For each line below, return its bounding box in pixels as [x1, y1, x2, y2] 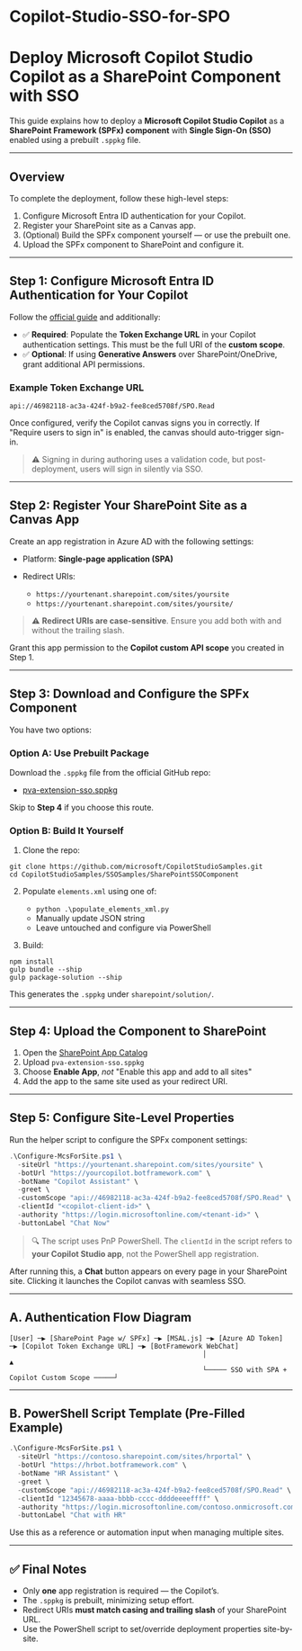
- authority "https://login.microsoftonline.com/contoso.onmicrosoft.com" [17, 1503, 299, 1512]
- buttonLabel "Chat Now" [17, 1218, 111, 1227]
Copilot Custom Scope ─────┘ [9, 1373, 119, 1382]
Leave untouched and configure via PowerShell [35, 922, 211, 933]
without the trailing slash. [31, 624, 125, 635]
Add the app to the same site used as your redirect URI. [22, 1076, 228, 1087]
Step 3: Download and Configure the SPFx [9, 686, 250, 702]
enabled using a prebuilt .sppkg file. [9, 135, 141, 146]
